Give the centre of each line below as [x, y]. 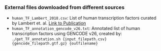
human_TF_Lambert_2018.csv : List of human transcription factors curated [84, 18]
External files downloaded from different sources [65, 7]
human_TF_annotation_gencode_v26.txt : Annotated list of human [76, 28]
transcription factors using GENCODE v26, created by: [67, 34]
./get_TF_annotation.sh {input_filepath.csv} [59, 39]
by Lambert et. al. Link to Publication [49, 23]
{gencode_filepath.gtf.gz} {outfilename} [55, 44]
